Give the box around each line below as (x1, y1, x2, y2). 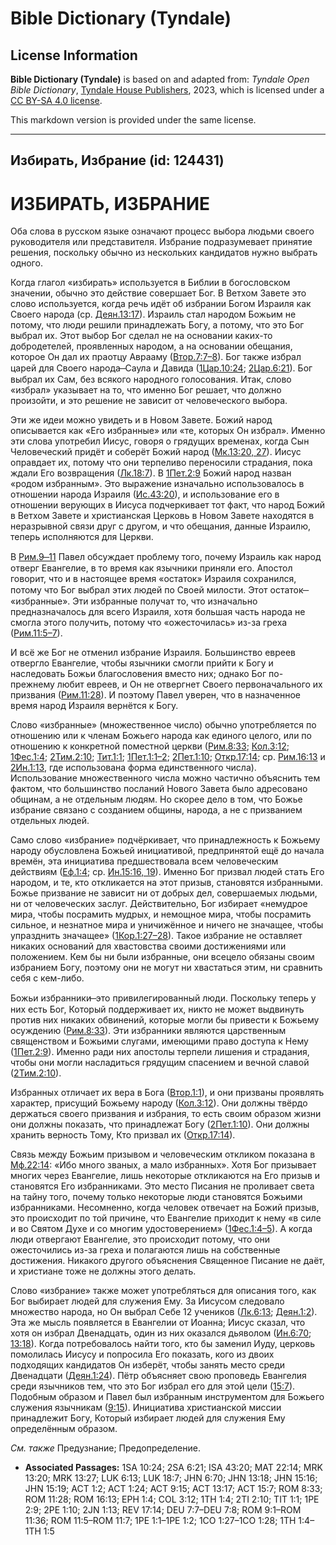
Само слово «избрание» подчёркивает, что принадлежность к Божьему (10, 834, 321, 846)
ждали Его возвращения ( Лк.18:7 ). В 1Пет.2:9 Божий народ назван (10, 467, 292, 479)
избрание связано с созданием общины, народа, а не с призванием (10, 804, 303, 816)
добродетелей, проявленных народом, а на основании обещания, (10, 340, 293, 352)
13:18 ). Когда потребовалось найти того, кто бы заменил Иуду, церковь (10, 1338, 316, 1350)
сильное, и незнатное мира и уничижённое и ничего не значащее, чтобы (10, 919, 324, 931)
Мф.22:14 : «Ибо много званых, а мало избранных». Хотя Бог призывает (10, 1159, 317, 1171)
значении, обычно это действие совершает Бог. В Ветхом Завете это (10, 287, 307, 299)
